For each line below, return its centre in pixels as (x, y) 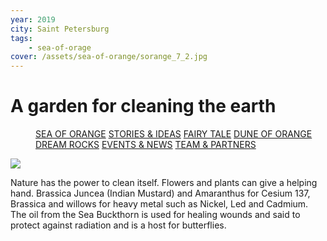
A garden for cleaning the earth (143, 106)
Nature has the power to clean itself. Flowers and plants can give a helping (164, 183)
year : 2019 (33, 19)
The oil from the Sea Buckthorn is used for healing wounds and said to (155, 215)
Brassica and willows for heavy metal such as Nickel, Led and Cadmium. (159, 204)
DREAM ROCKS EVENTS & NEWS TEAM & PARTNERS (146, 145)
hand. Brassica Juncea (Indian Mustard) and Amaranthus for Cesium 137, (160, 193)
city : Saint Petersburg (60, 29)
